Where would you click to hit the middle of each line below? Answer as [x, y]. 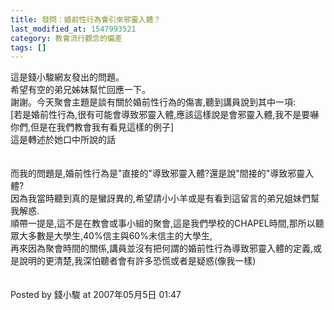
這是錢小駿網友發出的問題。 [67, 77]
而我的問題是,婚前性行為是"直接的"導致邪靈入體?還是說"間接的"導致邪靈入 [162, 173]
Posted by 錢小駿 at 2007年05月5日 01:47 [96, 295]
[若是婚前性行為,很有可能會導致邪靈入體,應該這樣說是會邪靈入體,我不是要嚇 [165, 115]
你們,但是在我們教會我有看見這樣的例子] [92, 127]
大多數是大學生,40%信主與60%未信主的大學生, [115, 236]
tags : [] [28, 47]
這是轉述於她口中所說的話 [63, 140]
